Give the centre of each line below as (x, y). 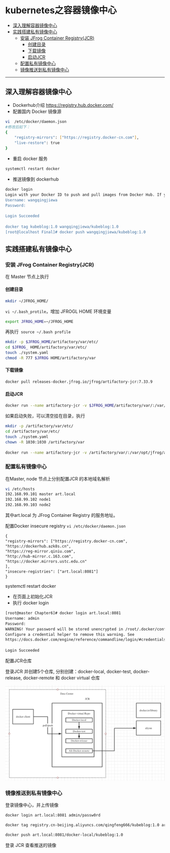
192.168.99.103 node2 (28, 505)
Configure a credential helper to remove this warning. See (70, 634)
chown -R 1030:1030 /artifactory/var (45, 442)
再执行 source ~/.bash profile (38, 332)
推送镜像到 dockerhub (36, 179)
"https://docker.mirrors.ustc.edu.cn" (46, 562)
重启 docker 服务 (30, 158)
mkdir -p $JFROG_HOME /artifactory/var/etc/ (52, 342)
